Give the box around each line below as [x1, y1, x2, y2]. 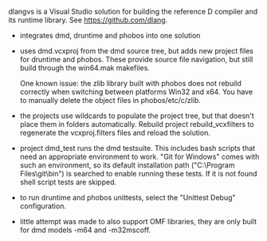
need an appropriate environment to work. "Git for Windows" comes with [19, 152, 260, 161]
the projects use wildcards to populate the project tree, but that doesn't [19, 111, 255, 120]
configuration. [19, 201, 66, 211]
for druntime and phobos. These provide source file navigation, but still [19, 55, 253, 64]
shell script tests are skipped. [19, 177, 117, 187]
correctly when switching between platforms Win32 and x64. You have [19, 87, 253, 97]
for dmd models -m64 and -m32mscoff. [19, 225, 151, 235]
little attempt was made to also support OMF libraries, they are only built [19, 217, 257, 226]
